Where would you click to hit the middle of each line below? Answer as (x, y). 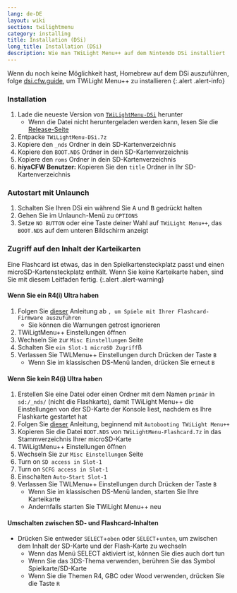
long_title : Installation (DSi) (55, 47)
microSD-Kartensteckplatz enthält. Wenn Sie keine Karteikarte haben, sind (115, 272)
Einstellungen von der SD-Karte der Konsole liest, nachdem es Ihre (114, 409)
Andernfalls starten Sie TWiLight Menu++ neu (95, 507)
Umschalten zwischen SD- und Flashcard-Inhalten (83, 522)
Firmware (30, 318)
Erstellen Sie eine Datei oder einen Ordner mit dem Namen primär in (116, 394)
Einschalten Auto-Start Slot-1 (62, 477)
